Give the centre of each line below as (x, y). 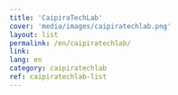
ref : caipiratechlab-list (58, 77)
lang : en (26, 60)
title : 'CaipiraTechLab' (56, 18)
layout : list (34, 34)
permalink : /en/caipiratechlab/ (70, 43)
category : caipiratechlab (58, 69)
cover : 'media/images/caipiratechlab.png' (90, 26)
